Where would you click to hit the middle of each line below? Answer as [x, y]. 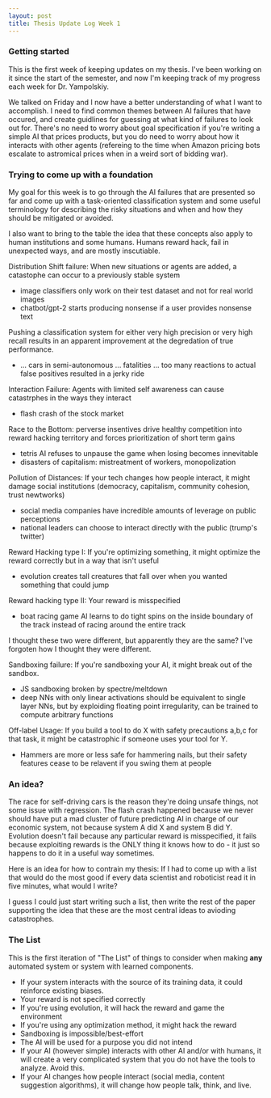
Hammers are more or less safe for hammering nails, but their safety [133, 755]
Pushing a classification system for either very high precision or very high [131, 332]
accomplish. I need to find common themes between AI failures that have [130, 111]
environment [41, 1016]
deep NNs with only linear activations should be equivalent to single [133, 698]
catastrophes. [31, 919]
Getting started [39, 52]
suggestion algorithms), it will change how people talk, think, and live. [135, 1085]
